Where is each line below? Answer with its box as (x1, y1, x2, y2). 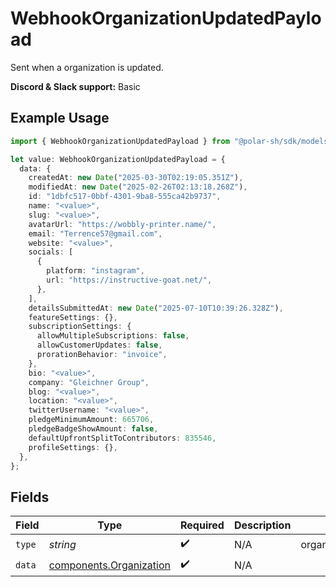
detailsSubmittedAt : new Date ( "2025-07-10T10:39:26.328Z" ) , (28, 303, 284, 313)
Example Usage (10, 110, 110, 127)
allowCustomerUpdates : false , (36, 340, 163, 351)
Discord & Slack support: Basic (10, 80, 141, 92)
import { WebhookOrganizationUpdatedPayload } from (10, 136, 230, 146)
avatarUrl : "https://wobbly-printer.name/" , (28, 219, 217, 229)
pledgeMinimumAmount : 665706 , (28, 415, 155, 425)
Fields (10, 488, 50, 506)
